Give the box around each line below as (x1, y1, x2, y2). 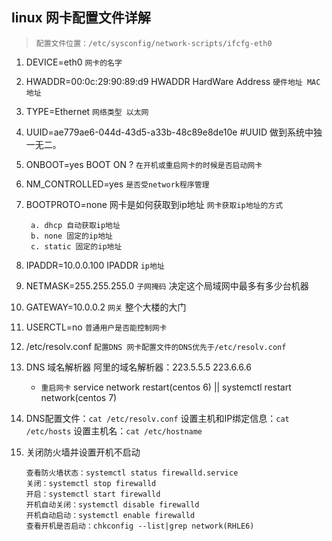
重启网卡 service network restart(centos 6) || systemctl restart (40, 381, 292, 393)
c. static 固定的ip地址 (30, 241, 123, 252)
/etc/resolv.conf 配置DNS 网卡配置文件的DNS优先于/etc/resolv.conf (25, 340, 287, 352)
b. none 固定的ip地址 (30, 231, 114, 241)
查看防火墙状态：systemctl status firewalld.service (25, 468, 239, 478)
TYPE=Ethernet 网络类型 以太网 (25, 105, 149, 117)
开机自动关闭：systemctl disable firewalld (25, 499, 200, 510)
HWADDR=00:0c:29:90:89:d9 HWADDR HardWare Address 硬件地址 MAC (25, 75, 321, 87)
